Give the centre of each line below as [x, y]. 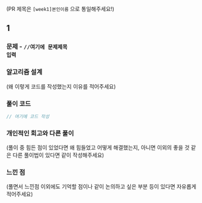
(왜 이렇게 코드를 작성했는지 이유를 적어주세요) [61, 86]
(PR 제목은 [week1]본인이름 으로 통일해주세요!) [60, 9]
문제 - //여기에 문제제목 [37, 47]
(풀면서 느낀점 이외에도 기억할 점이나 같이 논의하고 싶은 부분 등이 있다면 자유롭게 [101, 187]
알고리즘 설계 [24, 72]
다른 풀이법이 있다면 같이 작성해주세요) [58, 155]
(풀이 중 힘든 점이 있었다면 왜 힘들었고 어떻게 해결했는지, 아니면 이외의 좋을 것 [98, 148]
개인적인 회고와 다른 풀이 [40, 133]
